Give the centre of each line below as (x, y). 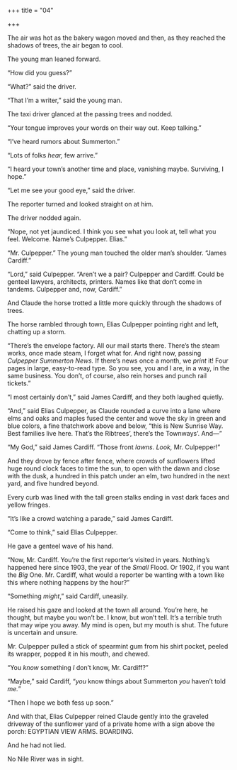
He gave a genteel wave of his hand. (60, 546)
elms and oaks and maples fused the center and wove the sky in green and (117, 418)
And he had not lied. (37, 745)
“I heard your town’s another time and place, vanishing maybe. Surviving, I (116, 169)
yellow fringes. (29, 505)
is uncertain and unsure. (43, 632)
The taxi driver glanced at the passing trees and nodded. (90, 114)
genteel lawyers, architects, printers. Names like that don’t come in (105, 282)
